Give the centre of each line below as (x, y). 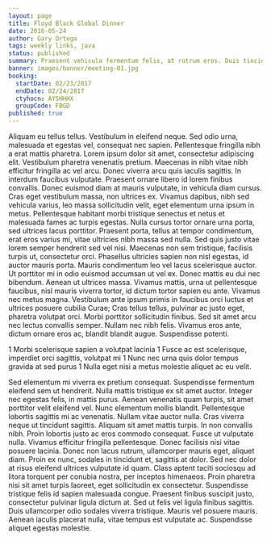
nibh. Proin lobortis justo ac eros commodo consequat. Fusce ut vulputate (131, 434)
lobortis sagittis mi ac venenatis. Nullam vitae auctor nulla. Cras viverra (126, 416)
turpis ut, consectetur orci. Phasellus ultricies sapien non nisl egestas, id (129, 256)
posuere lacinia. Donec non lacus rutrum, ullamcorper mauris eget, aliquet (131, 451)
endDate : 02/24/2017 (50, 91)
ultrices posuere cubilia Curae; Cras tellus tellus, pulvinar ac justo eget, (127, 308)
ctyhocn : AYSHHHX (45, 99)
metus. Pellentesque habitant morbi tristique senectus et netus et (117, 214)
